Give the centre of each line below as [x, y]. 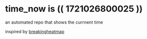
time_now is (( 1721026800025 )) [74, 9]
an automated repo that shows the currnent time [54, 22]
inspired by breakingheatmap [35, 31]
